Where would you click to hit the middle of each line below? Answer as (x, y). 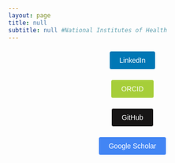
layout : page (30, 15)
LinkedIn (132, 61)
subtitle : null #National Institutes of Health (88, 30)
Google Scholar (132, 146)
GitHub (132, 118)
